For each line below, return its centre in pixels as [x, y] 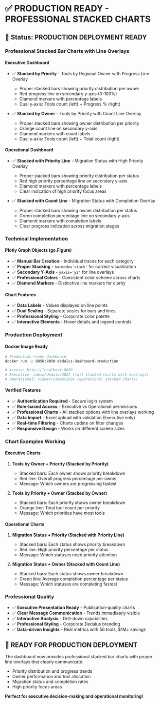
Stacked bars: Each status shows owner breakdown [71, 574]
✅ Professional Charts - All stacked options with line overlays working [83, 412]
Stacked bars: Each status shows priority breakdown [72, 544]
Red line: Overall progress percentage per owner [68, 479]
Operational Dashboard [29, 150]
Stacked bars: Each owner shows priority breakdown [72, 473]
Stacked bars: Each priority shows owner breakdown [72, 503]
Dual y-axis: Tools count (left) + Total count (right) [70, 139]
